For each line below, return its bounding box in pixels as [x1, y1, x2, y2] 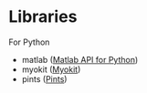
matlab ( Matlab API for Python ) [21, 54, 139, 65]
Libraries [8, 6, 78, 27]
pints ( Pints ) [21, 73, 68, 84]
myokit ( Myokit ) [21, 64, 81, 75]
